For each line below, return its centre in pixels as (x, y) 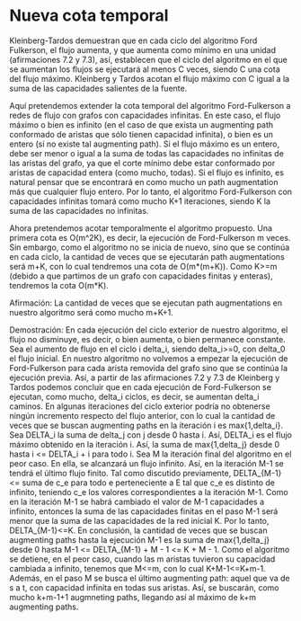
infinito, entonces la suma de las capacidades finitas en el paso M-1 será (144, 511)
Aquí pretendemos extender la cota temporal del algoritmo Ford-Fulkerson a (150, 105)
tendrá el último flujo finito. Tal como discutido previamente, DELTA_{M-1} (146, 473)
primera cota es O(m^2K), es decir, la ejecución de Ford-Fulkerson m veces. (150, 237)
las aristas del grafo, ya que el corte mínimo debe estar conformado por (142, 163)
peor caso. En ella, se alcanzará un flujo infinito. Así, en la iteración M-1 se (147, 463)
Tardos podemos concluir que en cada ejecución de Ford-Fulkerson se (141, 386)
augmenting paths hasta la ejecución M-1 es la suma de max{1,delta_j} (140, 539)
